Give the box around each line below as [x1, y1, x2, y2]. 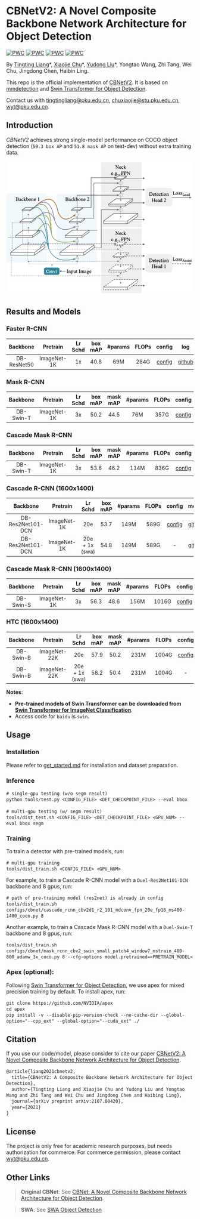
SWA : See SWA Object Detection [20, 1206, 102, 1214]
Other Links [6, 1172, 51, 1183]
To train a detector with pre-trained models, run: [6, 848, 124, 855]
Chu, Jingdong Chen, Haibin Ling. [6, 67, 89, 74]
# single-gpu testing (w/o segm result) [6, 791, 108, 797]
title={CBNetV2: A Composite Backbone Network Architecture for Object [11, 1075, 193, 1081]
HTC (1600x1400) [6, 618, 59, 626]
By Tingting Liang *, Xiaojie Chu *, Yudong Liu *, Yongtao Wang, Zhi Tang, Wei [6, 61, 192, 68]
